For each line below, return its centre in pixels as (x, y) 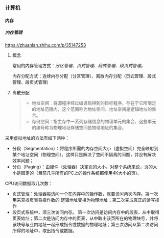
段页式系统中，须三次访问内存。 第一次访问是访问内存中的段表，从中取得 (86, 212)
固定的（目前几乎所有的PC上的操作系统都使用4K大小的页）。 (81, 173)
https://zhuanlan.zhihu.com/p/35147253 (46, 45)
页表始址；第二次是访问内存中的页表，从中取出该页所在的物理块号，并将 (85, 218)
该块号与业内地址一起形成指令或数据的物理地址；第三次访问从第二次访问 (85, 225)
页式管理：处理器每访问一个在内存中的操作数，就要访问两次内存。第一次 (85, 194)
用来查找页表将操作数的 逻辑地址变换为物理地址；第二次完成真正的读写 (83, 200)
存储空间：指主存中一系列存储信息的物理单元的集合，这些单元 (94, 122)
